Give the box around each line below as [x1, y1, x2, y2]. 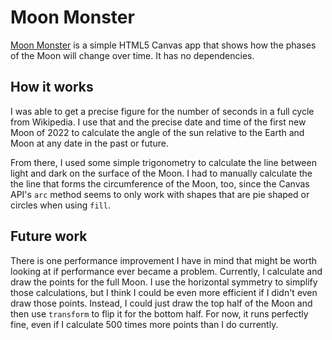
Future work [10, 228, 88, 245]
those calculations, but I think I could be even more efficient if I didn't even [10, 286, 318, 298]
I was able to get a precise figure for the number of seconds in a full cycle [10, 105, 315, 117]
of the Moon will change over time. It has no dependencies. [10, 49, 255, 61]
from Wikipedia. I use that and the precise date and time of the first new [10, 116, 307, 128]
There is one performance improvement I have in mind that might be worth [10, 254, 318, 266]
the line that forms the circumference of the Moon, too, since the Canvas [10, 177, 310, 190]
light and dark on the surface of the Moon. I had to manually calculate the [10, 167, 313, 179]
